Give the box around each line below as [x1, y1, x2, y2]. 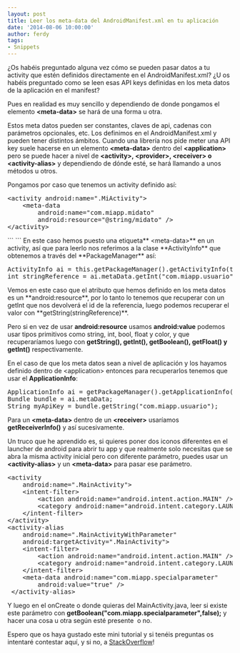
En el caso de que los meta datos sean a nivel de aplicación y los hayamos [7, 359, 227, 368]
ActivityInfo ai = [7, 265, 72, 273]
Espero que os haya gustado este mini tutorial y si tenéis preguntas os [7, 630, 214, 639]
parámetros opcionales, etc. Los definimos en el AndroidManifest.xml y [7, 129, 217, 137]
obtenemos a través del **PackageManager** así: [7, 251, 156, 260]
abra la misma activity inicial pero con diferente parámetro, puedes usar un [7, 452, 229, 460]
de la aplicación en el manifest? [7, 86, 100, 94]
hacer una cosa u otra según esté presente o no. [7, 617, 152, 624]
